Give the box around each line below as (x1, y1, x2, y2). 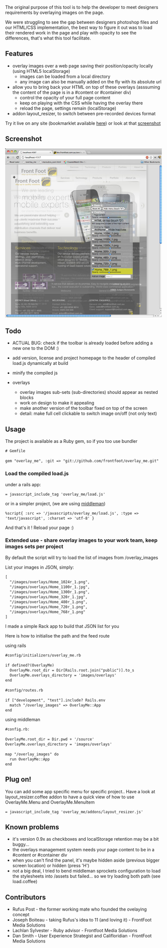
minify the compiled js (12, 370, 58, 376)
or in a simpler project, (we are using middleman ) (5, 500, 106, 506)
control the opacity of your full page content (19, 94, 111, 100)
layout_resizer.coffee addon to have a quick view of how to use (5, 794, 135, 800)
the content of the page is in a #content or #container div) (12, 89, 132, 95)
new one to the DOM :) (12, 345, 59, 351)
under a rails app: (5, 481, 41, 487)
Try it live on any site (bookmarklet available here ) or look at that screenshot (5, 120, 161, 126)
